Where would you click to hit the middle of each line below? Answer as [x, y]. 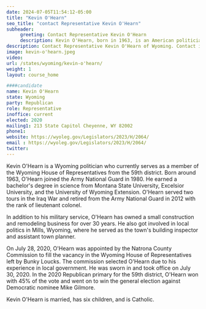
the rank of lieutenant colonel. [44, 205]
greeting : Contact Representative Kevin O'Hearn [83, 35]
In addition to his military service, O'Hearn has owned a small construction [100, 217]
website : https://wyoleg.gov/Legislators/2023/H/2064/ [78, 137]
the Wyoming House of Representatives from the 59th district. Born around [101, 172]
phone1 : [16, 132]
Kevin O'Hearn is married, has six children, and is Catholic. [80, 299]
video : [15, 58]
